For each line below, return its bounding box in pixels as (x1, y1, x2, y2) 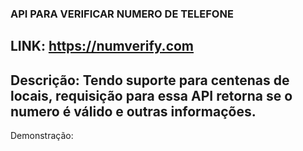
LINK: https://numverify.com (10, 38, 195, 55)
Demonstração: (10, 130, 74, 142)
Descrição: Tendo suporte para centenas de (10, 72, 290, 89)
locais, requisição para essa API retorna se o (10, 87, 293, 104)
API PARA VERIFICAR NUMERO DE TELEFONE (10, 7, 234, 21)
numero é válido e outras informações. (10, 103, 257, 120)
